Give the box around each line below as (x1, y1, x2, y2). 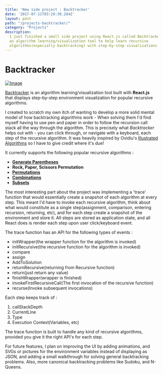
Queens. (5, 364, 22, 370)
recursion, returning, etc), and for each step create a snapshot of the (5, 210, 143, 215)
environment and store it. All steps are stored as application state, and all (5, 214, 150, 221)
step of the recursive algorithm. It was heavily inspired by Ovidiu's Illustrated (5, 135, 158, 141)
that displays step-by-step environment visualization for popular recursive (5, 95, 153, 100)
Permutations (12, 169, 40, 175)
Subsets (12, 179, 30, 185)
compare (12, 249, 31, 255)
